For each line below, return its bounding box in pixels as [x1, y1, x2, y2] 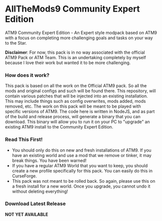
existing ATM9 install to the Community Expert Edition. [5, 124, 114, 130]
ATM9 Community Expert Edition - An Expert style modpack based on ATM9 [5, 30, 157, 35]
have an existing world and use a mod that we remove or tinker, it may [12, 152, 152, 158]
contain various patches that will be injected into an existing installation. [5, 93, 148, 99]
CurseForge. [12, 173, 37, 179]
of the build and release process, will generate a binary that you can [5, 114, 141, 120]
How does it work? [5, 72, 50, 79]
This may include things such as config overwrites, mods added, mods [5, 98, 146, 104]
